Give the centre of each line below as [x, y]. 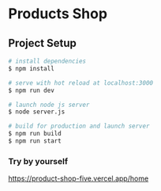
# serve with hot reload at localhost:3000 [81, 83]
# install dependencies [47, 61]
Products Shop [58, 14]
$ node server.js [37, 112]
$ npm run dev [32, 90]
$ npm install [32, 68]
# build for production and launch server [79, 126]
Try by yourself [38, 161]
